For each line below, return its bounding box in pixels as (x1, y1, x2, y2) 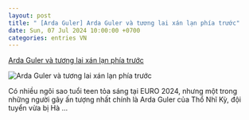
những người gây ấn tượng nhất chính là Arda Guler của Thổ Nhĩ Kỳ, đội (8, 95, 241, 104)
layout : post (8, 11, 52, 20)
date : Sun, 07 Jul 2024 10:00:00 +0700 (8, 26, 141, 34)
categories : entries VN (8, 33, 88, 42)
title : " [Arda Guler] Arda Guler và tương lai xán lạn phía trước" (8, 19, 240, 27)
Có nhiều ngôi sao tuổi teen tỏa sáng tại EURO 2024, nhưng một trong (8, 87, 238, 96)
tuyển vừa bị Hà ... (8, 103, 68, 113)
